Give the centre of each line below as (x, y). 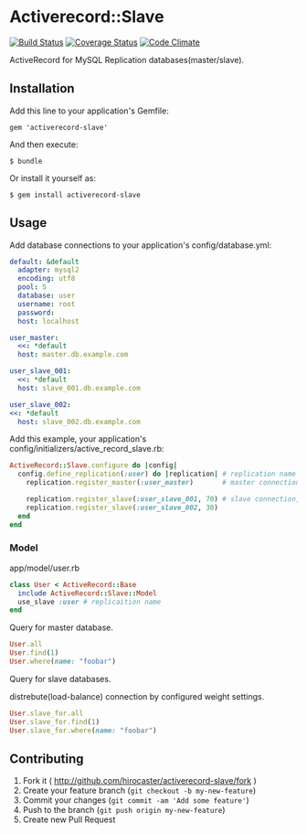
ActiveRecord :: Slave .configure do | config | (94, 465)
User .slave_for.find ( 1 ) (55, 722)
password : (36, 313)
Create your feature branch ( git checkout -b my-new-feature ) (139, 791)
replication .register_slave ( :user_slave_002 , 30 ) (122, 508)
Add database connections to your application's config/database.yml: (141, 245)
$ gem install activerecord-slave (75, 195)
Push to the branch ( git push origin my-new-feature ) (124, 810)
